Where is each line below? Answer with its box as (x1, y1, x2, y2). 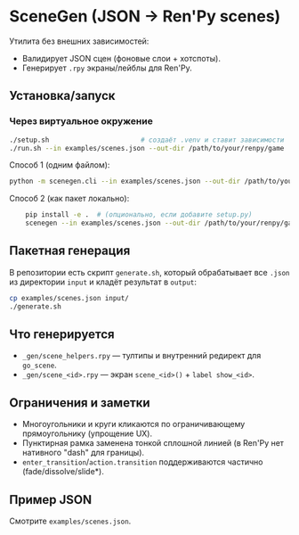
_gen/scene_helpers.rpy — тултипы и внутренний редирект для (21, 350, 262, 361)
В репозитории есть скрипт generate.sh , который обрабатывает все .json (9, 267, 290, 277)
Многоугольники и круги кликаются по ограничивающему (21, 419, 246, 430)
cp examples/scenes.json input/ (9, 293, 129, 302)
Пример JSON (9, 492, 92, 507)
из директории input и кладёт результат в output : (9, 276, 198, 287)
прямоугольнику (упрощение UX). (21, 428, 153, 439)
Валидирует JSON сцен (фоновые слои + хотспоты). (21, 53, 221, 63)
